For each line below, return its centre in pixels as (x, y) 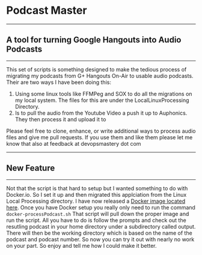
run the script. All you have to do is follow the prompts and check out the (96, 220)
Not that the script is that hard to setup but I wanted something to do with (97, 188)
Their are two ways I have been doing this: (59, 82)
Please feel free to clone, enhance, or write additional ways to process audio (101, 131)
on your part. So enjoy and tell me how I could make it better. (82, 245)
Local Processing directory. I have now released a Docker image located (96, 201)
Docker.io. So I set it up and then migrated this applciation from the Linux (96, 194)
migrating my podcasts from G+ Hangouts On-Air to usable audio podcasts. (100, 76)
